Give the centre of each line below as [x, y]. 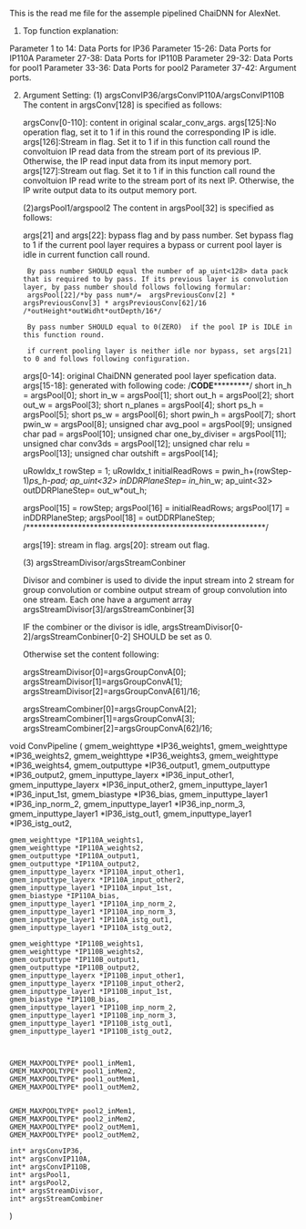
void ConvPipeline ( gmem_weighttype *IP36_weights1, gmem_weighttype [149, 746]
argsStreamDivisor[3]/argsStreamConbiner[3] [108, 609]
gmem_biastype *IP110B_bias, [65, 999]
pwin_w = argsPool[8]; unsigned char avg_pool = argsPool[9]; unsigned [157, 424]
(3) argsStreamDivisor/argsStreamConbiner [104, 563]
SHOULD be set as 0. [172, 636]
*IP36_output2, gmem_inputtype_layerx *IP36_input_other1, [122, 775]
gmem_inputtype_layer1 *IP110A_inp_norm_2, [93, 904]
